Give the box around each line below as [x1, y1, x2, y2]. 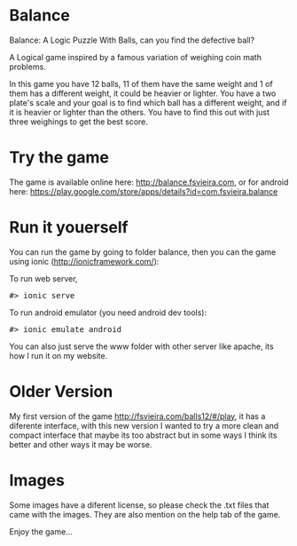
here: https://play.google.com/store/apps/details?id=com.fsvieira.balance [9, 186, 278, 196]
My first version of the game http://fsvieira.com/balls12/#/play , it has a [9, 410, 266, 422]
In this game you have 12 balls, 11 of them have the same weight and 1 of [9, 78, 273, 89]
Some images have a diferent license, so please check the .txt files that [9, 499, 270, 510]
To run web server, [9, 273, 78, 284]
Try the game [9, 147, 109, 168]
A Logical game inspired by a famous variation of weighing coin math [9, 51, 262, 62]
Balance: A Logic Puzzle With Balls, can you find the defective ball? [9, 35, 255, 45]
